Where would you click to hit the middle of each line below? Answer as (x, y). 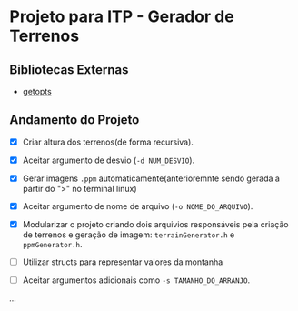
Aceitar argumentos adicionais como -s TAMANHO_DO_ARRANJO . (136, 280)
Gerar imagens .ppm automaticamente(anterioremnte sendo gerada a (151, 178)
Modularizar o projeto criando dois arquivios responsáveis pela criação (155, 225)
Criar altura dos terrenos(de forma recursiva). (108, 142)
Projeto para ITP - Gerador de (122, 17)
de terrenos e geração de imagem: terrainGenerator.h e (129, 235)
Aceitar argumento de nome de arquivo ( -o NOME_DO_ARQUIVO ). (138, 206)
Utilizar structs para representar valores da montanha (123, 262)
